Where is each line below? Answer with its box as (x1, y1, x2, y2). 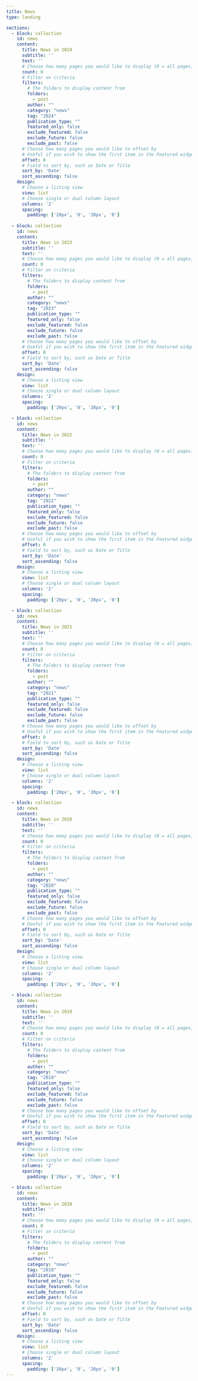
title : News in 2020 (21, 816, 72, 822)
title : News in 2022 (21, 432, 72, 438)
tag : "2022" (27, 498, 57, 504)
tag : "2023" (27, 305, 57, 311)
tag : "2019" (27, 1075, 57, 1081)
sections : (6, 25, 31, 31)
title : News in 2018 (21, 1201, 72, 1207)
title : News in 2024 (21, 47, 72, 53)
